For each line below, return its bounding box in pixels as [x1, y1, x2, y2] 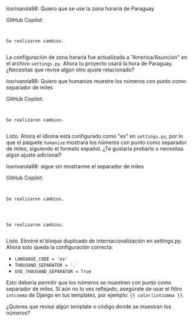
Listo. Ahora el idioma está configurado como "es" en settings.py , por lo [6, 133, 184, 139]
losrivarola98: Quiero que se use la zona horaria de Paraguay [6, 5, 155, 12]
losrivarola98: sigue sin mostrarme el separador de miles [6, 163, 144, 170]
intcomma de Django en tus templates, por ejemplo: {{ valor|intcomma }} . [6, 291, 184, 299]
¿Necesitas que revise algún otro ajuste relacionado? [6, 66, 134, 73]
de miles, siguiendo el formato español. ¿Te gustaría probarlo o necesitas [6, 145, 184, 152]
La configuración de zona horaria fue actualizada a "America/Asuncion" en [6, 54, 188, 61]
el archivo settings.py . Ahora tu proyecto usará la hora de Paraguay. [6, 60, 174, 67]
